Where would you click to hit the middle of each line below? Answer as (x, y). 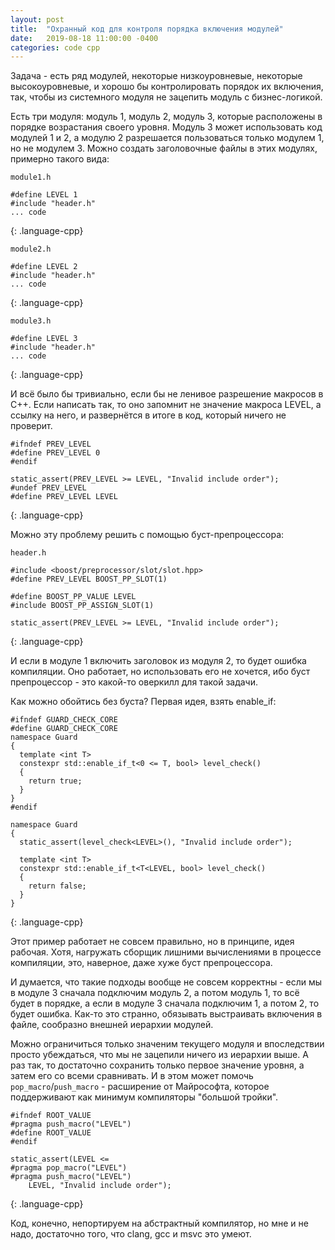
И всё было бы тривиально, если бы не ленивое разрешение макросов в (167, 394)
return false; (57, 886)
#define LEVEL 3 (44, 339)
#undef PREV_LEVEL (48, 488)
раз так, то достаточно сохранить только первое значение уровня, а (157, 1065)
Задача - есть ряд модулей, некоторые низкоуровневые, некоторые (156, 76)
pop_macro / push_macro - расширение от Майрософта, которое (140, 1087)
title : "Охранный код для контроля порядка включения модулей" (147, 29)
